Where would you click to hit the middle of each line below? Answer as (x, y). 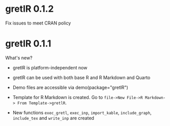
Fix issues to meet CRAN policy (38, 23)
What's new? (19, 58)
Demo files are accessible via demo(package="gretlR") (70, 87)
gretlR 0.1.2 (30, 9)
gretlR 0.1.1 (28, 44)
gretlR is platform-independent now (50, 67)
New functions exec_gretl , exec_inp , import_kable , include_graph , (82, 112)
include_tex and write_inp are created (53, 118)
